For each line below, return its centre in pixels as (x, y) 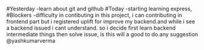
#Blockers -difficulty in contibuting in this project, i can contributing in (94, 15)
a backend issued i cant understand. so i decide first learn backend (91, 28)
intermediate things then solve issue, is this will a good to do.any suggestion (102, 34)
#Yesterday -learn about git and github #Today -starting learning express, (99, 9)
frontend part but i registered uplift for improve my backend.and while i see (101, 21)
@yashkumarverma (31, 41)
